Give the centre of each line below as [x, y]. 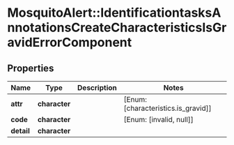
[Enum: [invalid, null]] [158, 120]
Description [97, 87]
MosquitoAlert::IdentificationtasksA [114, 13]
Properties [31, 68]
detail [20, 131]
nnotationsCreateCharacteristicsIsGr [117, 28]
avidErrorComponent [70, 43]
